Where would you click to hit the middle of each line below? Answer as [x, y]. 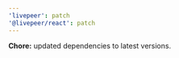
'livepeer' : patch [39, 15]
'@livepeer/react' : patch [52, 23]
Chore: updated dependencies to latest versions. [90, 45]
